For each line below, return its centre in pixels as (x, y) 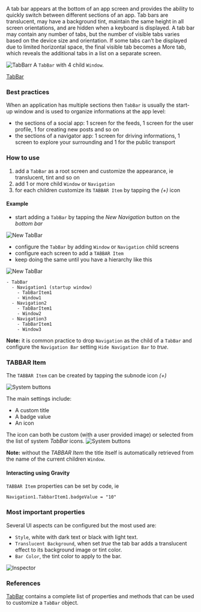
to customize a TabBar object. (43, 602)
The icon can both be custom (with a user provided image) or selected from (100, 435)
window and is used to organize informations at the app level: (90, 112)
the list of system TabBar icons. (46, 441)
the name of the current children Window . (56, 459)
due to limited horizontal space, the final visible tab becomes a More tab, (96, 47)
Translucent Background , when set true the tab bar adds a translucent (101, 543)
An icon (24, 423)
